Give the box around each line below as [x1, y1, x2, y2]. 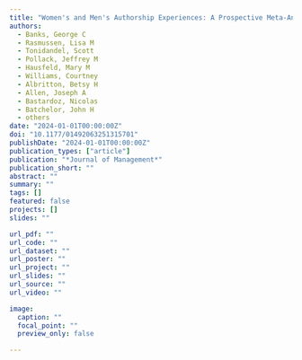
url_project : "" [9, 263, 70, 272]
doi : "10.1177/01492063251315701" [9, 130, 139, 139]
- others [17, 113, 50, 122]
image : [9, 304, 34, 313]
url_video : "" [9, 288, 63, 297]
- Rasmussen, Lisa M [17, 38, 94, 48]
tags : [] [9, 189, 42, 198]
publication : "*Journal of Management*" [9, 154, 164, 164]
